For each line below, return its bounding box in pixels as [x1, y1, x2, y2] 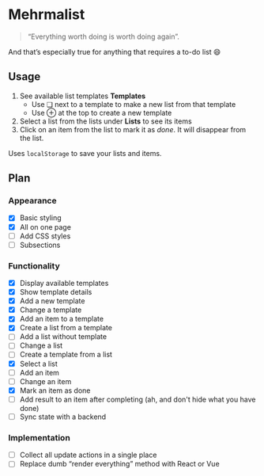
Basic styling [19, 213, 62, 223]
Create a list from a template [19, 323, 113, 333]
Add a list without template [19, 332, 107, 341]
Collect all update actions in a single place [19, 450, 157, 460]
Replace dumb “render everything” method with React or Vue [19, 459, 220, 469]
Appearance [8, 196, 57, 207]
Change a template [19, 305, 82, 314]
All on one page [19, 222, 71, 231]
